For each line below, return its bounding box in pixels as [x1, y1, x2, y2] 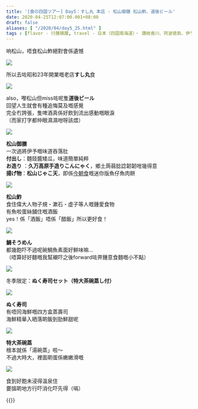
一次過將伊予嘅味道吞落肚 [6, 148, 68, 155]
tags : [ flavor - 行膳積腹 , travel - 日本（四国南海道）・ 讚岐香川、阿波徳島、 [6, 31, 186, 37]
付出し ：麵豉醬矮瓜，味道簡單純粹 [6, 155, 89, 162]
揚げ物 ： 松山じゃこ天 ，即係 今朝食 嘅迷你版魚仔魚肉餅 [6, 170, 136, 177]
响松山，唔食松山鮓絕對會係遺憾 [6, 48, 84, 55]
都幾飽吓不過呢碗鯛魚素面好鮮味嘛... [6, 246, 94, 253]
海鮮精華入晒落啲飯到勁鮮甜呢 [6, 316, 78, 323]
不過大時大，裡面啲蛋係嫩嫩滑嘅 [6, 354, 84, 361]
